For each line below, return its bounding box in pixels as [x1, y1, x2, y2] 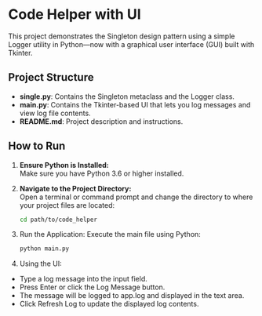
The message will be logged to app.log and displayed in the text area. [19, 291, 245, 300]
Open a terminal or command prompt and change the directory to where [19, 192, 253, 202]
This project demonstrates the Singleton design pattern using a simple [8, 31, 235, 41]
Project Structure [8, 71, 94, 84]
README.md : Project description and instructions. [19, 116, 184, 126]
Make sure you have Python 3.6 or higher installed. [19, 169, 184, 178]
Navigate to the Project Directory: [19, 183, 132, 193]
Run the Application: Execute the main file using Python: [19, 230, 202, 239]
